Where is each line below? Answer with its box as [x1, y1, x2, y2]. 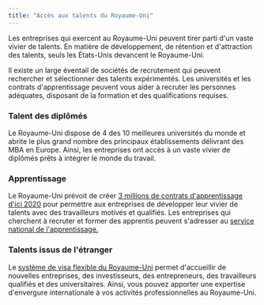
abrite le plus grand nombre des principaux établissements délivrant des [8, 136, 244, 146]
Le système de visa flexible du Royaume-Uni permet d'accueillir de [8, 262, 227, 272]
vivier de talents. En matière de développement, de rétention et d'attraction [8, 41, 253, 51]
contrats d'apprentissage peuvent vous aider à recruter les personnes [8, 82, 236, 92]
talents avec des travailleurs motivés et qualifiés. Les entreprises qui [8, 208, 231, 217]
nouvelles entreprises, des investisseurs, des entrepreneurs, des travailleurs [8, 270, 257, 281]
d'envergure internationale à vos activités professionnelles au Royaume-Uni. [8, 288, 257, 297]
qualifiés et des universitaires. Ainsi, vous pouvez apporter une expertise [8, 279, 246, 288]
